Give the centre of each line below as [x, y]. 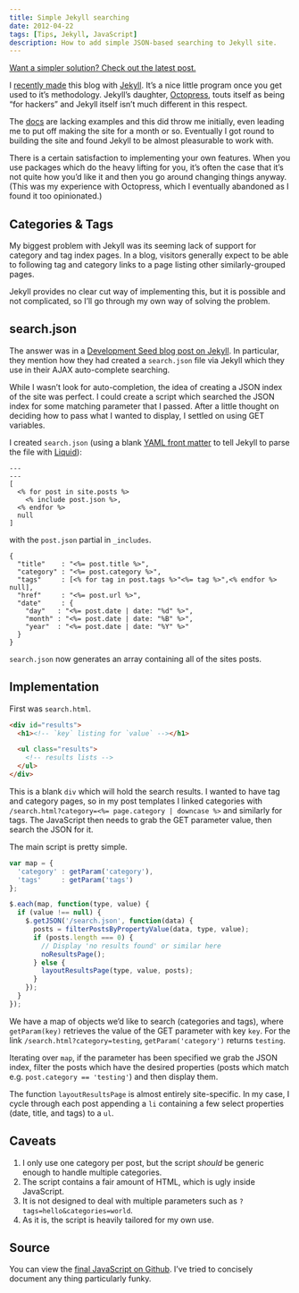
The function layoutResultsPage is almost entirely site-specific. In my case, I [149, 1093]
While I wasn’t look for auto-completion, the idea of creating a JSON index [146, 387]
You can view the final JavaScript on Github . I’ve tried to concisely [131, 1269]
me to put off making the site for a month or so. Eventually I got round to [142, 132]
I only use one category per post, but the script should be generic [143, 1162]
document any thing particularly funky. [80, 1279]
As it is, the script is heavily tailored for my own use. [118, 1220]
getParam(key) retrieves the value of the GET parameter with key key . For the [150, 1031]
